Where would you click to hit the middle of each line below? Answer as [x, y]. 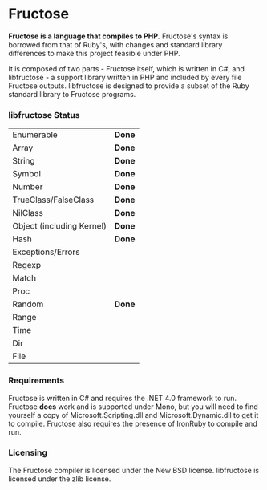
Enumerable [35, 135]
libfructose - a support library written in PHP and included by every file [125, 77]
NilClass [28, 213]
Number [28, 187]
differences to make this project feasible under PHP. [94, 53]
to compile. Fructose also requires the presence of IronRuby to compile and [133, 423]
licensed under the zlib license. [60, 479]
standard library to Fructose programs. [72, 94]
